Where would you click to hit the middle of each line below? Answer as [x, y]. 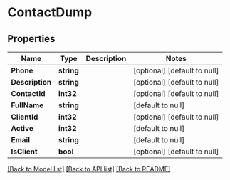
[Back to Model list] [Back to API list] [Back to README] [89, 169]
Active [22, 128]
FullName [27, 105]
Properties [31, 39]
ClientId [25, 117]
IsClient [24, 152]
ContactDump [50, 12]
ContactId [28, 94]
